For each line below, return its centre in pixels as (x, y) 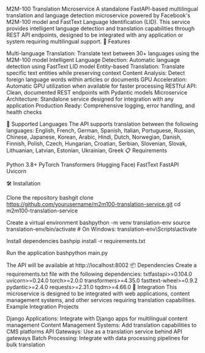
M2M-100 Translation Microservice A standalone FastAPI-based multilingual (102, 9)
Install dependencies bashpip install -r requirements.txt (76, 241)
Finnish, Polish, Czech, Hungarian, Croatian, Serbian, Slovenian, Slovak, (97, 143)
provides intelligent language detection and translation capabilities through (100, 28)
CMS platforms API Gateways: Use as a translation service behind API (94, 332)
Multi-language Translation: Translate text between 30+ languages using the (103, 53)
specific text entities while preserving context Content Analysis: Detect (96, 73)
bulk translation (26, 344)
